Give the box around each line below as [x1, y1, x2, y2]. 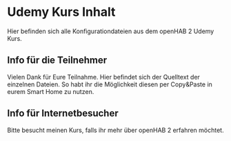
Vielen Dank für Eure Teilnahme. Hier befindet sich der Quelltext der [7, 73, 200, 81]
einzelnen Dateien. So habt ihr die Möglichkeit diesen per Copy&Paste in [7, 80, 212, 88]
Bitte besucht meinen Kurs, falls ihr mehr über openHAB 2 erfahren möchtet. [7, 126, 224, 134]
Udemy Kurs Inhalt [7, 4, 116, 20]
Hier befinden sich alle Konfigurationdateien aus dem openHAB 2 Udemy [7, 27, 214, 35]
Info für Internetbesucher [7, 108, 119, 120]
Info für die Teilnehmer [7, 55, 108, 66]
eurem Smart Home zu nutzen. [7, 87, 94, 95]
